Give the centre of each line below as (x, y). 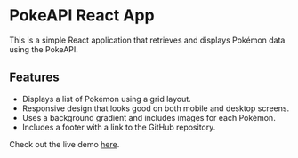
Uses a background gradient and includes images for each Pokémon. (149, 117)
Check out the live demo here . (64, 144)
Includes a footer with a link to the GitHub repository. (119, 127)
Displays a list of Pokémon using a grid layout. (106, 99)
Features (34, 78)
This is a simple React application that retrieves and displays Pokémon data (147, 40)
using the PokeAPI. (44, 49)
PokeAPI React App (82, 16)
